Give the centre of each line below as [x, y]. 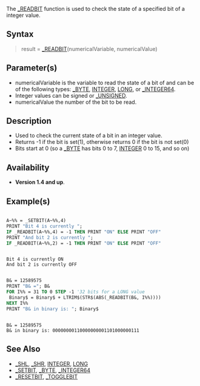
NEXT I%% [17, 303]
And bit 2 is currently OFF [42, 265]
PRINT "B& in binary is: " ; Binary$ [52, 309]
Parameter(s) [32, 68]
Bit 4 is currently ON [35, 259]
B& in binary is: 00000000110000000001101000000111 [73, 330]
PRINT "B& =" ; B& [28, 286]
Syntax [20, 34]
